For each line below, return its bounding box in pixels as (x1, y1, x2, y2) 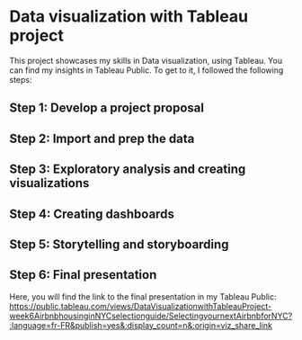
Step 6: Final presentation (9, 267, 157, 282)
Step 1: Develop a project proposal (9, 101, 205, 116)
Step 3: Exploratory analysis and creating (9, 162, 246, 177)
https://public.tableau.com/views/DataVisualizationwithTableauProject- (9, 300, 272, 311)
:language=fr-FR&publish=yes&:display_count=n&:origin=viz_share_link (9, 319, 272, 330)
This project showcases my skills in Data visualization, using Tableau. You (9, 55, 283, 66)
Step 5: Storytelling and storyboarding (9, 237, 229, 252)
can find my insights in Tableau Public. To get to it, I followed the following (9, 65, 284, 76)
